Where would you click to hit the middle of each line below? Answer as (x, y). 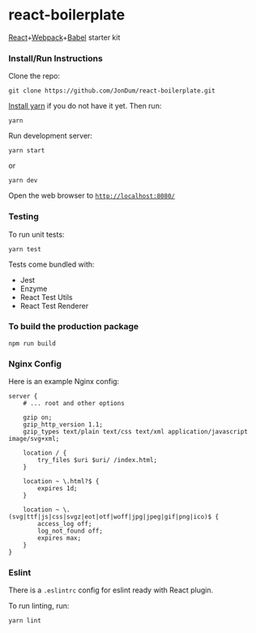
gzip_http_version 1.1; (63, 425)
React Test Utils (46, 297)
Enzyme (34, 289)
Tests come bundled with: (51, 264)
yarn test (25, 249)
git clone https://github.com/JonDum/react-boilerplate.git (112, 91)
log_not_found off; (70, 531)
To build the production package (74, 327)
